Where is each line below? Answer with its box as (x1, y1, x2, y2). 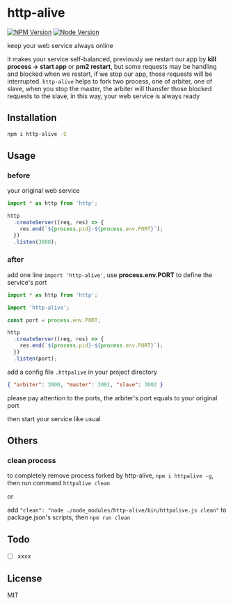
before (7, 171, 31, 180)
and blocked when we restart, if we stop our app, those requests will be (7, 70, 213, 78)
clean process (7, 456, 56, 466)
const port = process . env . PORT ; (7, 317, 101, 324)
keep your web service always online (7, 41, 113, 49)
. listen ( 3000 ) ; (13, 238, 58, 245)
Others (7, 435, 38, 447)
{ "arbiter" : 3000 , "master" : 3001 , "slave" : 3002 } (7, 381, 163, 388)
